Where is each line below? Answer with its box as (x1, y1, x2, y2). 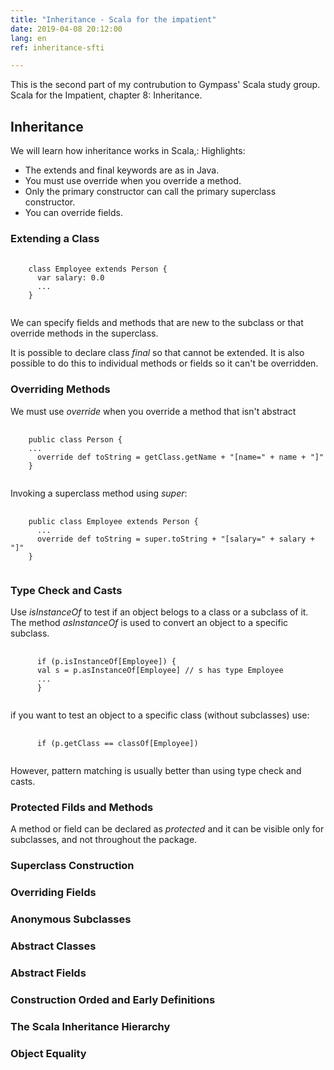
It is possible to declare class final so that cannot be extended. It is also (10, 347, 305, 359)
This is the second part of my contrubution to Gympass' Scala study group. (10, 79, 321, 91)
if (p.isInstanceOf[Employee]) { (36, 656, 177, 666)
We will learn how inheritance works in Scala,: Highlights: (10, 145, 246, 157)
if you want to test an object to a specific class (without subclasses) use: (10, 709, 310, 721)
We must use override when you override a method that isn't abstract (10, 405, 297, 417)
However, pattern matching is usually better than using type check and (10, 764, 302, 776)
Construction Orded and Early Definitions (10, 992, 216, 1006)
